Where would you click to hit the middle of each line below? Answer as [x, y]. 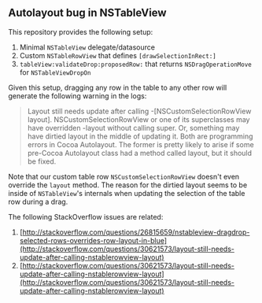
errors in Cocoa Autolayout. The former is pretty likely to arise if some [140, 144]
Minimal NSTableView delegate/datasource [87, 47]
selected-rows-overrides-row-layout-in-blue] [93, 240]
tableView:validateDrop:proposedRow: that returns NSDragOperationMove [135, 64]
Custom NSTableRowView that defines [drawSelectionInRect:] [118, 55]
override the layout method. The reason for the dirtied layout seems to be [128, 185]
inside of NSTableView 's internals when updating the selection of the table [127, 193]
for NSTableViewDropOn [55, 72]
